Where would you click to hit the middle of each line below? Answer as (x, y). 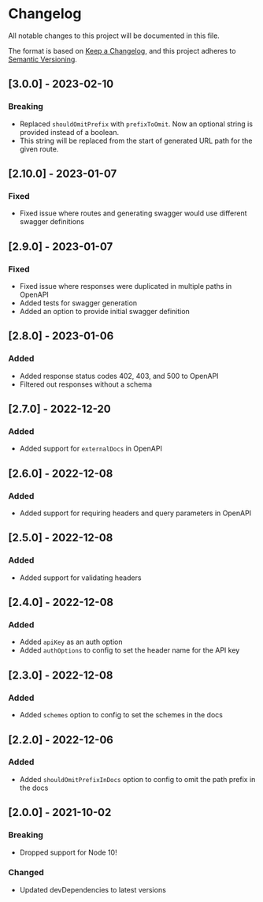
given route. (39, 149)
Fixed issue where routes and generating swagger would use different (133, 213)
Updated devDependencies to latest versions (93, 889)
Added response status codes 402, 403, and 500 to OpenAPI (119, 376)
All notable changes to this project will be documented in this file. (114, 36)
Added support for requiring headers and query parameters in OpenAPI (135, 513)
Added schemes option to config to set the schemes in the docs (121, 715)
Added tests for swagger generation (78, 303)
